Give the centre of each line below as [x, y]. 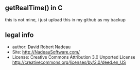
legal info [19, 35]
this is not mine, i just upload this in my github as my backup [65, 19]
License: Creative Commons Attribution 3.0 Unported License [74, 57]
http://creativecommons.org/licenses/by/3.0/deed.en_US [69, 62]
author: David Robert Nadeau [41, 47]
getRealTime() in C [34, 8]
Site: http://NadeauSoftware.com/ [46, 52]
